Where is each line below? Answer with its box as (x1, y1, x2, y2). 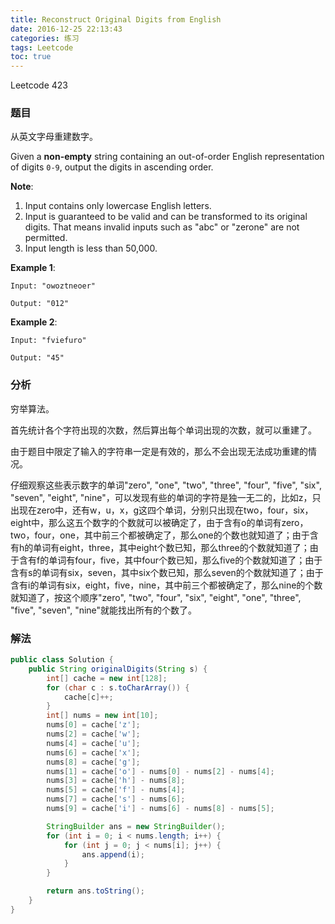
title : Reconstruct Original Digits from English (10, 14, 222, 25)
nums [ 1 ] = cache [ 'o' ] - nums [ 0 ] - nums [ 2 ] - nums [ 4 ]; (46, 766, 275, 776)
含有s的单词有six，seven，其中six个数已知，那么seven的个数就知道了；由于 (10, 566, 324, 578)
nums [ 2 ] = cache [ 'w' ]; (46, 729, 141, 740)
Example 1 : (10, 262, 56, 274)
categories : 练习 (10, 33, 80, 43)
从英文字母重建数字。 (10, 131, 98, 143)
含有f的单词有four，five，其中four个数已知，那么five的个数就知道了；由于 (18, 554, 323, 566)
